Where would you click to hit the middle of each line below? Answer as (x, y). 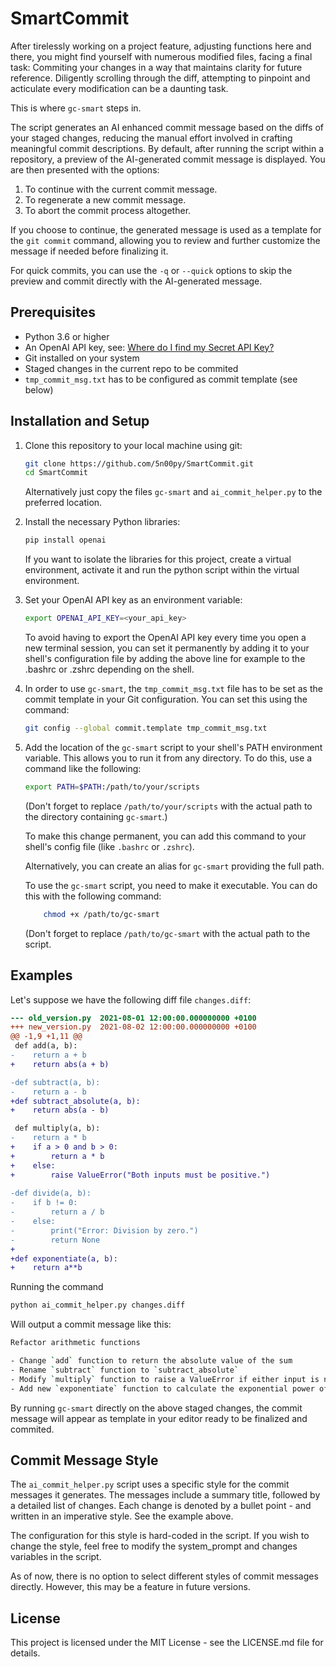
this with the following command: (93, 896)
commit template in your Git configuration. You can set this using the (166, 699)
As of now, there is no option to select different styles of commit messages (164, 1576)
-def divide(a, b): (51, 1193)
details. (25, 1653)
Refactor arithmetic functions (75, 1343)
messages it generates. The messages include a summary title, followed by (165, 1495)
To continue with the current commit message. (121, 189)
